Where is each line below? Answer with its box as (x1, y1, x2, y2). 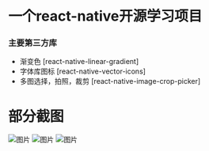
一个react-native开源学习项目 (8, 7, 203, 25)
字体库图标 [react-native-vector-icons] (19, 66, 146, 76)
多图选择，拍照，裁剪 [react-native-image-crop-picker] (19, 77, 201, 86)
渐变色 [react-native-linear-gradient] (19, 57, 139, 66)
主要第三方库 (8, 37, 58, 48)
